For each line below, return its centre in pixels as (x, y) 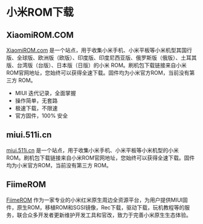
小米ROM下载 (40, 12)
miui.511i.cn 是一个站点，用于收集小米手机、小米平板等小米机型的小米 (93, 150)
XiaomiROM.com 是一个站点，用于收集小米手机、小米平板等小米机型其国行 (99, 50)
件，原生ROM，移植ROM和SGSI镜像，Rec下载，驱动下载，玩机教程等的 (95, 207)
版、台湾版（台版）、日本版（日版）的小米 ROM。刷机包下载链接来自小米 (97, 65)
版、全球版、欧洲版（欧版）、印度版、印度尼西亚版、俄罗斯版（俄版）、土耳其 (101, 58)
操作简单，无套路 (36, 101)
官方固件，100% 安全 (41, 116)
